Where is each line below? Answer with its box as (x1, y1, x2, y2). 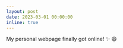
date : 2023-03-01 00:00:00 (6, 14, 73, 20)
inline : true (6, 19, 39, 25)
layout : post (6, 8, 39, 15)
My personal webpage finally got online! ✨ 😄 (6, 36, 117, 43)
